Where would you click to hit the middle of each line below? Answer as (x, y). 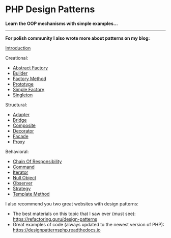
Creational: (17, 58)
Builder (20, 73)
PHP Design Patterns (50, 9)
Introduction (18, 48)
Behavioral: (17, 151)
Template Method (31, 194)
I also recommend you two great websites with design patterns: (72, 204)
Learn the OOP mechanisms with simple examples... (62, 23)
